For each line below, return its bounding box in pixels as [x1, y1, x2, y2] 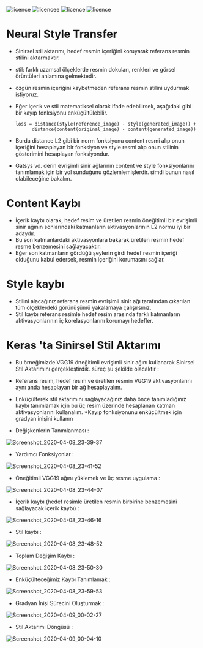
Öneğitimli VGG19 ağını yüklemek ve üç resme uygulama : [15, 474, 161, 481]
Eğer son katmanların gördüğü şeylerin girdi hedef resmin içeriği [15, 249, 177, 257]
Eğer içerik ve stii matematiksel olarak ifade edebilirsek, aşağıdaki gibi [15, 102, 191, 110]
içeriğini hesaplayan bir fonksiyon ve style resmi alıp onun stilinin [15, 143, 179, 151]
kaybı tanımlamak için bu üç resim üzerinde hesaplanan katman [15, 402, 175, 409]
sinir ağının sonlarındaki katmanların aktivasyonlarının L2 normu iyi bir [15, 223, 191, 230]
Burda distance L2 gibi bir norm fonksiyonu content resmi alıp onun [15, 137, 185, 144]
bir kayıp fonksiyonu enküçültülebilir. [15, 109, 108, 116]
